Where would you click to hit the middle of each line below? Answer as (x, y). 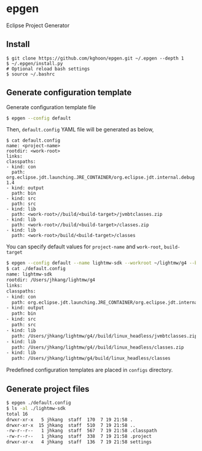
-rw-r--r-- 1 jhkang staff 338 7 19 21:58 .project (79, 437)
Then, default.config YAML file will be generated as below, (80, 130)
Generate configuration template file (51, 107)
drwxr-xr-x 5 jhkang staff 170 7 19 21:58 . (70, 420)
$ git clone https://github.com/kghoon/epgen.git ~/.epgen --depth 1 (95, 58)
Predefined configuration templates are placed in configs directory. (90, 370)
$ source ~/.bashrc (31, 74)
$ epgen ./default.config (38, 403)
